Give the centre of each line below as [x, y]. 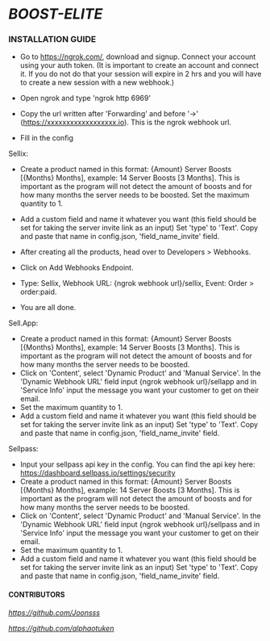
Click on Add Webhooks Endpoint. [77, 268]
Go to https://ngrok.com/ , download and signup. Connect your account [138, 57]
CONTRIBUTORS [37, 595]
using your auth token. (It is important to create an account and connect [139, 65]
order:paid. [38, 292]
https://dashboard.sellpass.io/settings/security [98, 473]
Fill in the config [47, 138]
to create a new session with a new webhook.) [97, 82]
